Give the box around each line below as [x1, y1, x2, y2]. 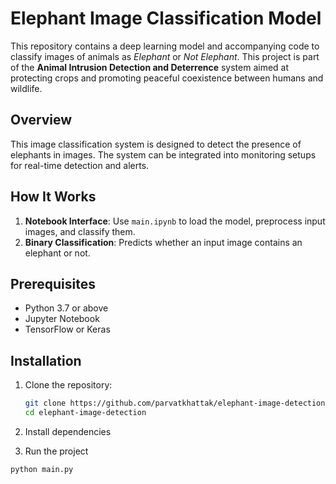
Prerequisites [10, 275, 96, 292]
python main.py [10, 464, 74, 474]
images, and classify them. [24, 225, 136, 237]
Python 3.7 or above [24, 302, 109, 314]
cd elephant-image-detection [24, 408, 147, 418]
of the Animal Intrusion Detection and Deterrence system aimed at [10, 61, 290, 73]
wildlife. [10, 82, 43, 94]
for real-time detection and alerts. [10, 159, 150, 171]
